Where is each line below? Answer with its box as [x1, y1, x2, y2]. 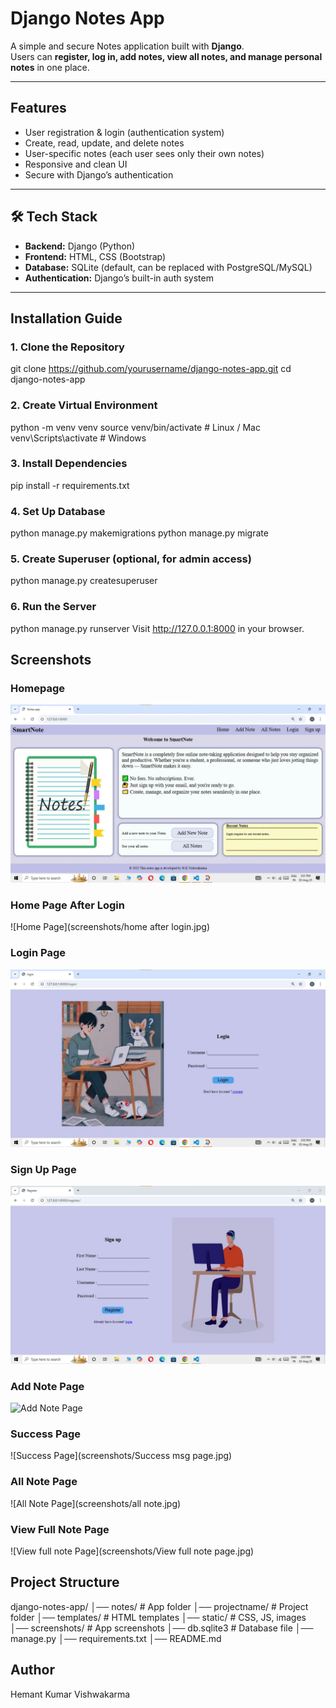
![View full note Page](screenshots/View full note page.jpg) [10, 1545, 255, 1557]
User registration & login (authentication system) [24, 126, 225, 138]
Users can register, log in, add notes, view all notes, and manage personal [10, 50, 323, 62]
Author [10, 1662, 55, 1679]
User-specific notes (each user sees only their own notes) [24, 147, 265, 159]
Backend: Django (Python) [24, 240, 136, 252]
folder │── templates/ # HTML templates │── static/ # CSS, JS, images [10, 1611, 307, 1623]
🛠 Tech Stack [10, 208, 98, 226]
